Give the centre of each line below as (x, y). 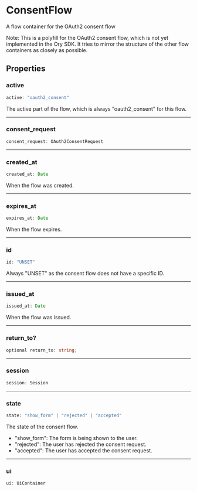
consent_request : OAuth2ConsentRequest (55, 141)
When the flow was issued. (39, 318)
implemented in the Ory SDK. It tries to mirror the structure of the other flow (98, 44)
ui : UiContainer (26, 483)
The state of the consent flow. (42, 427)
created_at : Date (27, 174)
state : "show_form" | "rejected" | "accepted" (64, 415)
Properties (26, 69)
